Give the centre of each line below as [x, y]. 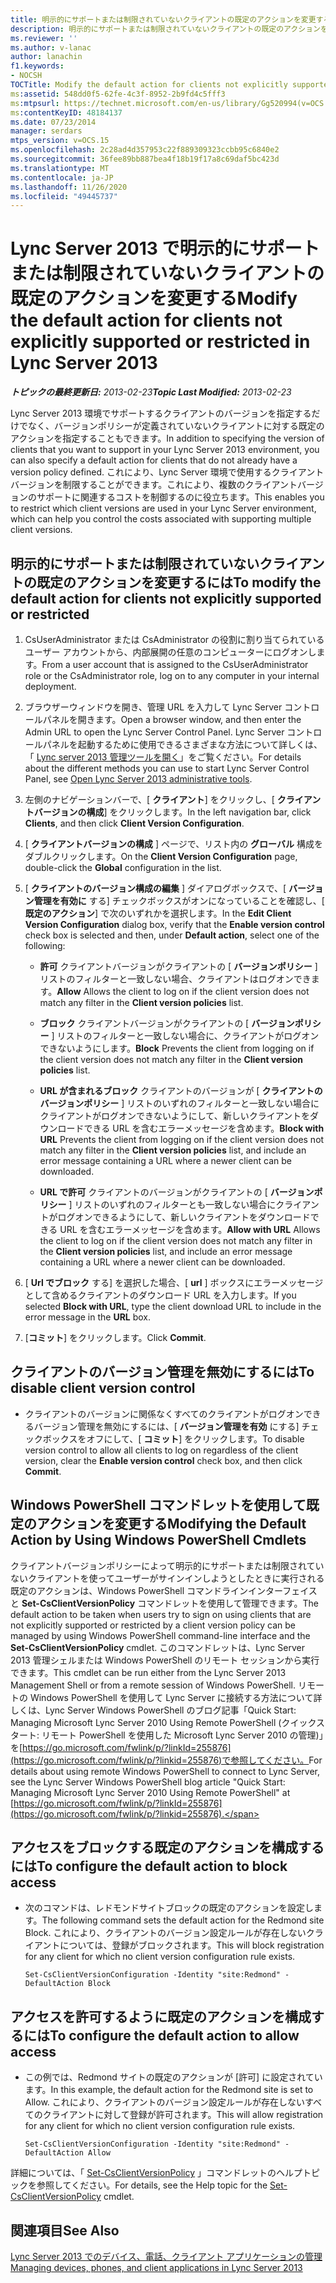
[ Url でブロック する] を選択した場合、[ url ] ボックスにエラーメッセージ [174, 1282]
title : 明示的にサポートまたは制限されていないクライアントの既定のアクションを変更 [163, 19]
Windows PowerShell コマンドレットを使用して [158, 1505]
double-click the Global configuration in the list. [123, 867]
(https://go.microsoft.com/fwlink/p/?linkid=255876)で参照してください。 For [166, 1760]
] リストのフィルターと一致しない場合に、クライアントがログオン [185, 1035]
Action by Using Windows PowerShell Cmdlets [158, 1540]
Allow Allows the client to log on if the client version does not [183, 991]
